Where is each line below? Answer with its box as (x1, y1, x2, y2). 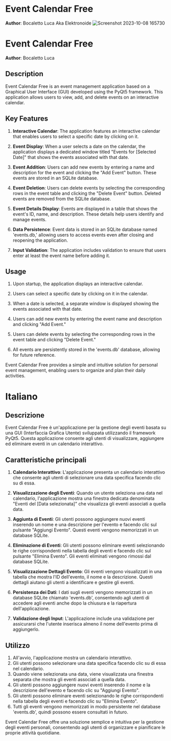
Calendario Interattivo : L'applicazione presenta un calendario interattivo (12, 469, 165, 475)
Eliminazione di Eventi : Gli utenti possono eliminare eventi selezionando (12, 542, 165, 548)
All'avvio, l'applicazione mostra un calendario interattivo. (12, 655, 132, 661)
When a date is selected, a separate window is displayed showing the (12, 300, 159, 307)
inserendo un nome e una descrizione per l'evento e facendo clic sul (12, 522, 157, 528)
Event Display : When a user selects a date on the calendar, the (12, 143, 145, 149)
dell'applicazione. (12, 606, 50, 612)
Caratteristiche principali (5, 455, 87, 464)
